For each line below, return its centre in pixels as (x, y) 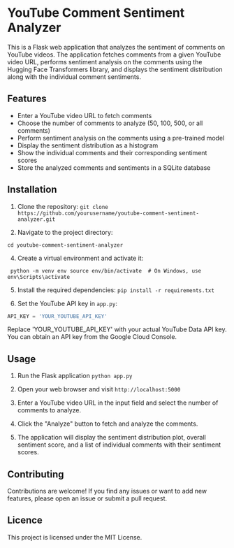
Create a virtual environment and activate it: (80, 258)
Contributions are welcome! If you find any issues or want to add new (107, 491)
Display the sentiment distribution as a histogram (88, 145)
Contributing (36, 474)
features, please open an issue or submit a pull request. (87, 498)
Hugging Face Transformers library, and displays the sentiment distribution (115, 69)
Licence (25, 520)
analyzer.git (36, 219)
